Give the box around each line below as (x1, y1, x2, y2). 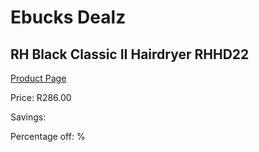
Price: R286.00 (10, 92, 72, 103)
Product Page (10, 72, 67, 84)
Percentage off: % (10, 131, 86, 142)
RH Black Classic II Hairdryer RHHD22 (10, 46, 250, 63)
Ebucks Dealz (10, 6, 127, 29)
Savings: (10, 111, 47, 123)
